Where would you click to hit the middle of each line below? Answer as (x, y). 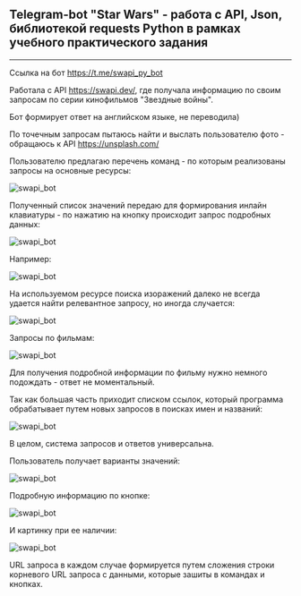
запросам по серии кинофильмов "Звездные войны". (111, 99)
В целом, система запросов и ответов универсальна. (112, 443)
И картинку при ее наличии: (63, 530)
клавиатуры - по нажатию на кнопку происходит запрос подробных (140, 215)
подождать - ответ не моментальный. (82, 382)
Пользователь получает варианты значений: (95, 461)
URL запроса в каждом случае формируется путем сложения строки (142, 565)
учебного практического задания (109, 43)
